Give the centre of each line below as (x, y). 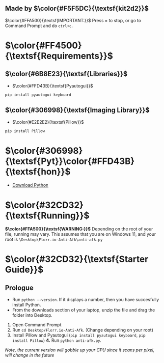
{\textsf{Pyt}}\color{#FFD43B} (70, 161)
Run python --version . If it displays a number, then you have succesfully (85, 300)
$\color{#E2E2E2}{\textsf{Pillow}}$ (48, 122)
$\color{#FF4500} (43, 45)
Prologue (19, 288)
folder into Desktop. (32, 315)
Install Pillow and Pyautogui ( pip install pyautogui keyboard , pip (79, 335)
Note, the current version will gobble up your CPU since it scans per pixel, (80, 350)
